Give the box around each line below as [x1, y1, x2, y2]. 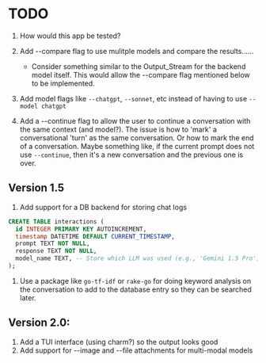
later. [19, 292, 37, 302]
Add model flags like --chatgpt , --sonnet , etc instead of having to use [19, 94, 248, 103]
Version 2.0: [8, 316, 70, 330]
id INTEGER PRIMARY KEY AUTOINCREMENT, [15, 225, 147, 233]
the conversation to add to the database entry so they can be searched [19, 285, 252, 294]
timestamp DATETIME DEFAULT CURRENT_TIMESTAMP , [15, 232, 176, 240]
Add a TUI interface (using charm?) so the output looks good [19, 337, 218, 346]
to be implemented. [31, 78, 95, 88]
